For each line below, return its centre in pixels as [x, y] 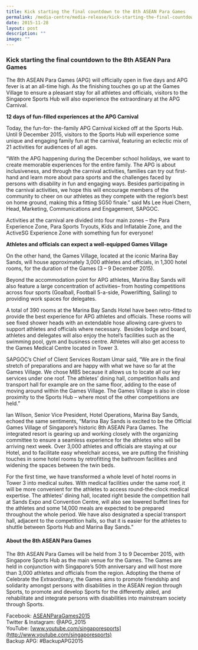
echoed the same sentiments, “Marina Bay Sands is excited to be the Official [99, 421]
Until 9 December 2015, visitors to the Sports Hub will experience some [93, 134]
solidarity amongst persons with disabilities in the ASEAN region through [94, 585]
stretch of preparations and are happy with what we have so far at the [91, 366]
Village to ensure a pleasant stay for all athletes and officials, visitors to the [97, 93]
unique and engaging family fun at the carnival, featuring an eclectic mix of [97, 141]
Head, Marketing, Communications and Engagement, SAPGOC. [83, 209]
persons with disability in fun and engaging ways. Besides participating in [95, 184]
